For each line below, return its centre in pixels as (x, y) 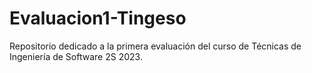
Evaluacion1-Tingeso (98, 18)
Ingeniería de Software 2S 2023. (76, 56)
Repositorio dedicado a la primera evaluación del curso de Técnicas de (155, 46)
